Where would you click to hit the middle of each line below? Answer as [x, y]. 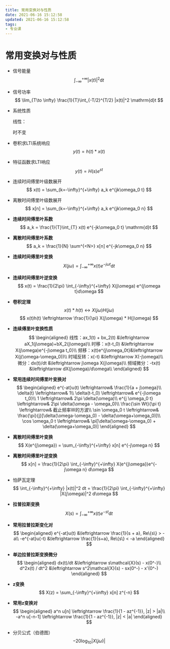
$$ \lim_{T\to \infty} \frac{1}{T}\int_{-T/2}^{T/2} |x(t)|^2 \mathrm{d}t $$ [89, 100]
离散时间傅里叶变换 [33, 437]
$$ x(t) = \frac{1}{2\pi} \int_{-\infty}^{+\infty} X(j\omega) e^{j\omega [89, 285]
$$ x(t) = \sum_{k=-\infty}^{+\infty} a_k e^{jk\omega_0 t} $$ [89, 190]
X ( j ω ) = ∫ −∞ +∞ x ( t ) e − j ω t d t [89, 266]
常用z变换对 [25, 603]
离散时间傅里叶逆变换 [35, 456]
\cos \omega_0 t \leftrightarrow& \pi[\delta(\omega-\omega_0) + [89, 421]
